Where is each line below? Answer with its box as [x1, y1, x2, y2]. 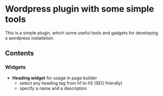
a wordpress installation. [5, 35, 55, 41]
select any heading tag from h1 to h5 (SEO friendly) [19, 80, 123, 86]
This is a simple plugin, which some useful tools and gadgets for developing [5, 30, 158, 36]
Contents [5, 49, 34, 58]
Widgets [5, 64, 26, 71]
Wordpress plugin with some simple [5, 3, 154, 15]
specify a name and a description [19, 85, 87, 91]
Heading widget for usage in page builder [12, 75, 97, 81]
